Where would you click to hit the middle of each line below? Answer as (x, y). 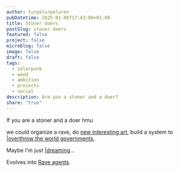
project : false (26, 40)
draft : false (23, 57)
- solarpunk (27, 69)
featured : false (27, 35)
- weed (20, 74)
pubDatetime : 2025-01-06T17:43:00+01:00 (58, 18)
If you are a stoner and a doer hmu (50, 120)
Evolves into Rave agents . (39, 162)
